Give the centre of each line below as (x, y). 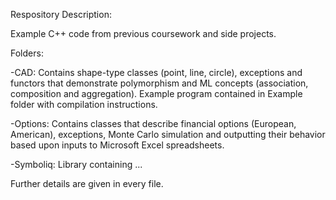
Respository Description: (61, 14)
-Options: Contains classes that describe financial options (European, (153, 123)
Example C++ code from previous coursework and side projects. (143, 33)
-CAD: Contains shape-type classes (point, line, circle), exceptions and (156, 72)
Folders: (27, 53)
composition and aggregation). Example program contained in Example (156, 93)
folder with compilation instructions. (84, 104)
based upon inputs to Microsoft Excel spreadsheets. (117, 145)
